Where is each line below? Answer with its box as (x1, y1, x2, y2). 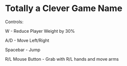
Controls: (5, 19, 23, 25)
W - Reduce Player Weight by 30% (5, 28, 75, 34)
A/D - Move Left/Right (5, 37, 50, 43)
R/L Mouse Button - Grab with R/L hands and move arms (5, 56, 119, 62)
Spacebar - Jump (5, 47, 41, 53)
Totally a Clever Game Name (5, 3, 123, 14)
